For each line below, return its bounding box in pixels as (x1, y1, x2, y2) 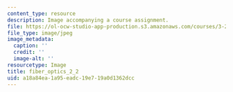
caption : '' (13, 42, 49, 49)
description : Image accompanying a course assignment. (7, 17, 169, 24)
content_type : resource (7, 10, 76, 17)
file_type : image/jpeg (7, 29, 73, 37)
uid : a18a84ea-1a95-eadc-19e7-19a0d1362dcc (7, 74, 135, 82)
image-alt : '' (13, 55, 54, 62)
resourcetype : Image (7, 62, 67, 68)
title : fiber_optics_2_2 (7, 68, 79, 75)
